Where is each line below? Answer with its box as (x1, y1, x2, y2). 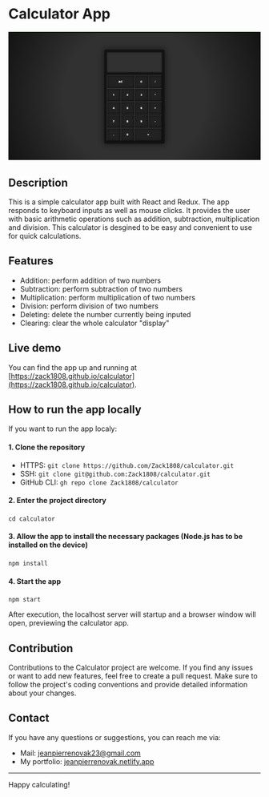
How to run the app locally (8, 402, 142, 417)
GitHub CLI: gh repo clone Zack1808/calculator (19, 477, 179, 487)
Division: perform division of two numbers (19, 301, 159, 311)
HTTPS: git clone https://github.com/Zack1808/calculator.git (19, 460, 235, 469)
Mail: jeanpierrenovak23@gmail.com (19, 748, 142, 758)
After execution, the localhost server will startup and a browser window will (8, 610, 256, 619)
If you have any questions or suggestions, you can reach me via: (8, 732, 222, 742)
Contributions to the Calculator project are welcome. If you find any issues (8, 662, 254, 672)
